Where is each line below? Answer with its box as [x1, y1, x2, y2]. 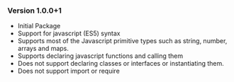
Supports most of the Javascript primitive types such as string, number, [17, 37, 228, 45]
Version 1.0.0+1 [7, 6, 62, 16]
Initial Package [17, 22, 61, 30]
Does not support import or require [17, 66, 121, 76]
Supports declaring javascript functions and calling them [17, 52, 183, 60]
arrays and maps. [17, 45, 69, 53]
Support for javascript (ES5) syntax [17, 29, 121, 37]
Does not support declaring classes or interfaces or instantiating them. [17, 59, 225, 68]
